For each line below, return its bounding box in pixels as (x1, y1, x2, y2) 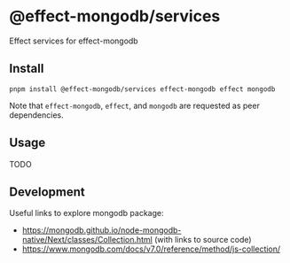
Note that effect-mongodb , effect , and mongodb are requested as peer (9, 100, 260, 111)
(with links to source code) (153, 235, 252, 245)
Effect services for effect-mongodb (9, 35, 139, 46)
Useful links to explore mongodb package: (9, 208, 164, 219)
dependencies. (9, 109, 64, 120)
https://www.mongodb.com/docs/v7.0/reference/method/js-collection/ (21, 244, 281, 254)
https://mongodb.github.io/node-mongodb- (21, 225, 182, 236)
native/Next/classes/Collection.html (21, 235, 153, 245)
